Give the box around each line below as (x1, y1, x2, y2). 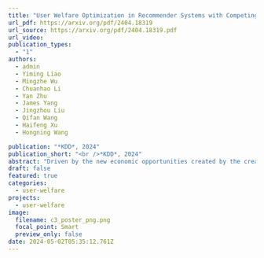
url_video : (8, 33, 44, 42)
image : (8, 208, 30, 216)
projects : (8, 193, 41, 201)
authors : (8, 56, 37, 64)
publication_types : (8, 41, 72, 49)
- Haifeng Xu (15, 121, 58, 129)
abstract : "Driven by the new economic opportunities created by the (8, 157, 241, 165)
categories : (8, 179, 47, 187)
